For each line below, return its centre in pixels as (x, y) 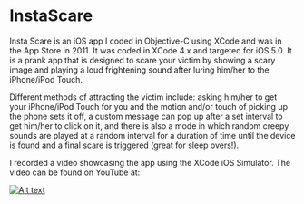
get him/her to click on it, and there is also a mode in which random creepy (149, 126)
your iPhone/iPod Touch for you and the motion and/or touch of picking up (149, 106)
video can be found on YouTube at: (75, 172)
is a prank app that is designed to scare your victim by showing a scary (142, 60)
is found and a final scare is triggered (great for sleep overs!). (124, 145)
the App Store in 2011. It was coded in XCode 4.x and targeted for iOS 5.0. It (151, 50)
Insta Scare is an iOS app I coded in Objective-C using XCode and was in (146, 41)
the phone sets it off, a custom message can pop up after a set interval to (146, 116)
